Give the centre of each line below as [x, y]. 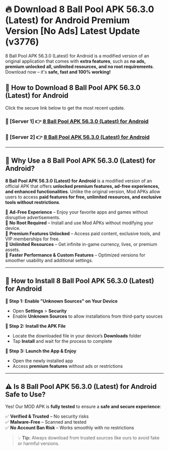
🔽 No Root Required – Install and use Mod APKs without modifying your [79, 223]
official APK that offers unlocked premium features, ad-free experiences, [82, 186]
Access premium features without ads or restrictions [68, 366]
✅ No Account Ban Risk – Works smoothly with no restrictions [70, 428]
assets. [13, 249]
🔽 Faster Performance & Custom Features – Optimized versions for [75, 255]
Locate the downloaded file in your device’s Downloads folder [77, 336]
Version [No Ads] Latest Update [73, 31]
